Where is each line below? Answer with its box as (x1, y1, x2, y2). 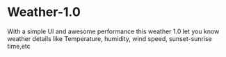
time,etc (7, 42, 31, 50)
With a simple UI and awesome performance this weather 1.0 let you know (7, 27, 220, 35)
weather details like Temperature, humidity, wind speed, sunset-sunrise (7, 34, 212, 42)
